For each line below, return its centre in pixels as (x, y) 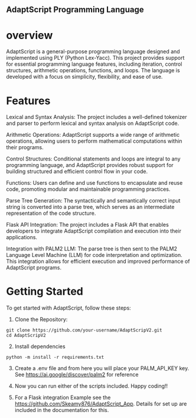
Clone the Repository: (41, 320)
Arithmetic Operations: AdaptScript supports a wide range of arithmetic (93, 135)
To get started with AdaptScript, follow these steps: (68, 308)
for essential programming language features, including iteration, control (94, 64)
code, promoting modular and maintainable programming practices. (88, 189)
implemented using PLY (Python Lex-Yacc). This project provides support (95, 58)
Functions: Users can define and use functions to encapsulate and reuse (94, 183)
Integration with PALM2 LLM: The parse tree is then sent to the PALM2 (92, 249)
